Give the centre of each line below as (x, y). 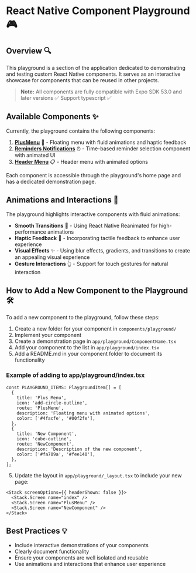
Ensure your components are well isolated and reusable (81, 557)
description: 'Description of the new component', (80, 449)
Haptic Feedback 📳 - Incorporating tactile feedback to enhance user (97, 238)
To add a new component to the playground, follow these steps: (83, 318)
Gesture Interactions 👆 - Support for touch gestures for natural (91, 264)
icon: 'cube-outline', (44, 439)
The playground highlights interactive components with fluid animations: (93, 214)
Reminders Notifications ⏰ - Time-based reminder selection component (102, 149)
